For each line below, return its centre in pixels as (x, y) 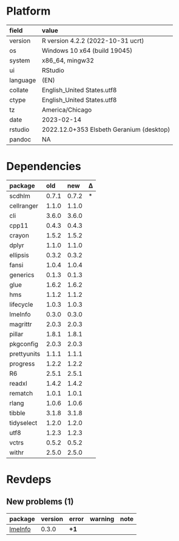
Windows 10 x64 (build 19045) (87, 50)
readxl (18, 383)
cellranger (24, 206)
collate (19, 90)
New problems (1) (40, 502)
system (20, 60)
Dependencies (44, 167)
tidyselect (23, 423)
